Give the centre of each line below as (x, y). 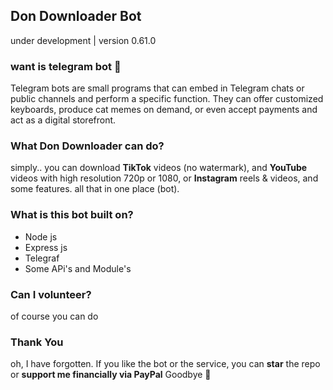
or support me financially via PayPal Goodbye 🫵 (111, 375)
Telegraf (42, 258)
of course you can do (54, 316)
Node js (41, 236)
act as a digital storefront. (63, 120)
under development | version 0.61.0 (83, 40)
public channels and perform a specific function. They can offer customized (167, 99)
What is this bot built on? (72, 215)
